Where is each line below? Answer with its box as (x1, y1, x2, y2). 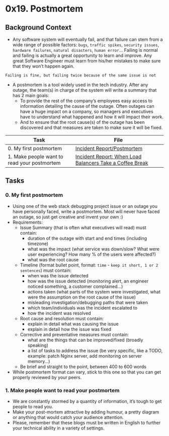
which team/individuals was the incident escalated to (27, 305, 137, 311)
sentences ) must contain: (20, 267, 72, 273)
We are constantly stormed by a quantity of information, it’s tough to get (12, 398, 162, 404)
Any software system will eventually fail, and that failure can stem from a (12, 36, 163, 42)
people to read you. (12, 403, 53, 409)
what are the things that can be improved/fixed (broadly (27, 337, 143, 343)
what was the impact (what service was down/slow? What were (27, 246, 160, 252)
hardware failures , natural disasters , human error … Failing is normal (12, 47, 158, 53)
